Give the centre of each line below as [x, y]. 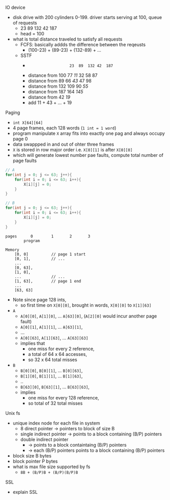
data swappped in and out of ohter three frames [63, 144]
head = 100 [32, 34]
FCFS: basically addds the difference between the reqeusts [83, 45]
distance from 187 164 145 [56, 92]
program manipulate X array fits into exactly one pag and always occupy [89, 133]
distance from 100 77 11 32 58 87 [63, 75]
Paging [13, 113]
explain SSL [25, 492]
